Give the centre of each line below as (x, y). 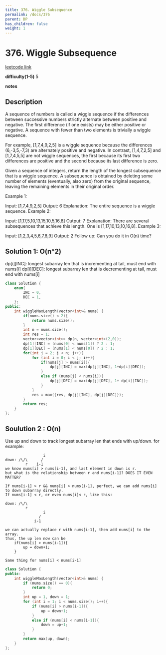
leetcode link (18, 67)
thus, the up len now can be (35, 538)
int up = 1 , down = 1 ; (47, 597)
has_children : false (27, 24)
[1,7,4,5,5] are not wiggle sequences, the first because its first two (73, 155)
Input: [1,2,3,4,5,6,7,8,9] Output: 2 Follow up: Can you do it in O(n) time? (79, 236)
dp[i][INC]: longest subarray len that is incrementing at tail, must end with (81, 263)
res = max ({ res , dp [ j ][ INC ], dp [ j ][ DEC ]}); (78, 395)
